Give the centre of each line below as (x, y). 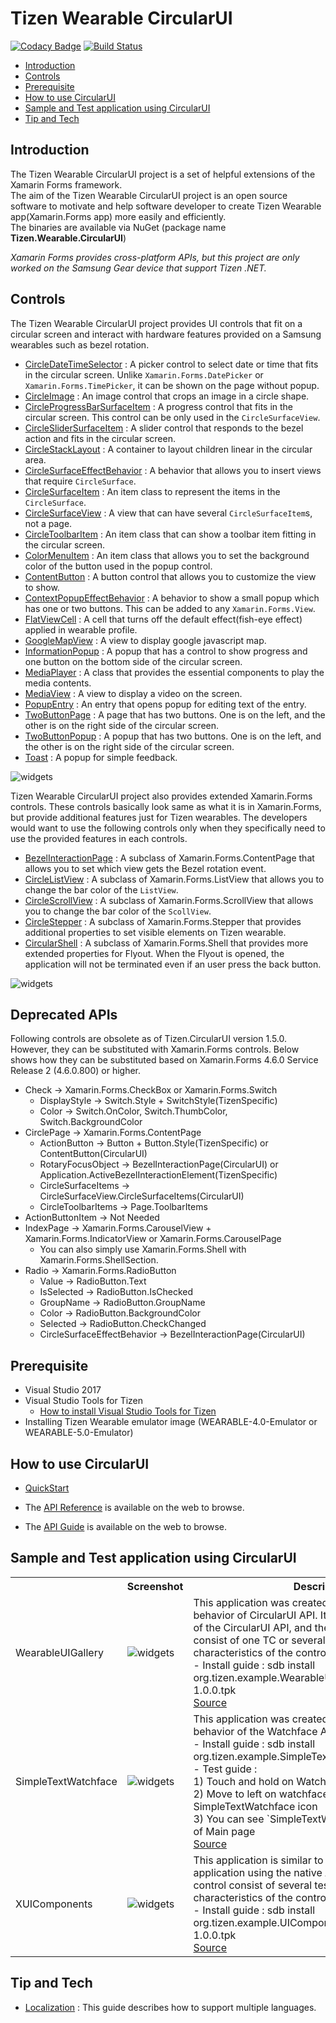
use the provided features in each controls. (99, 838)
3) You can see (229, 1819)
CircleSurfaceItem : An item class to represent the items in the (152, 491)
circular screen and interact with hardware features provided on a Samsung (166, 334)
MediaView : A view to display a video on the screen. (133, 693)
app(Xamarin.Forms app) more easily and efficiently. (118, 216)
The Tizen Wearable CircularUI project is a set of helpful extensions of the (163, 174)
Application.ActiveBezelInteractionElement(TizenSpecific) (158, 1175)
